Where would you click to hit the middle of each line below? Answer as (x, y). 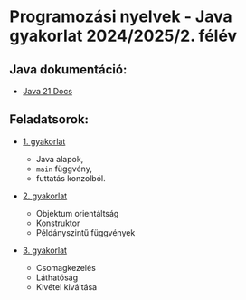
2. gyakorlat (45, 196)
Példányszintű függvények (85, 232)
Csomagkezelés (66, 267)
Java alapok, (60, 159)
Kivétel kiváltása (66, 286)
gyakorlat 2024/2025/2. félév (123, 36)
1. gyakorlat (44, 141)
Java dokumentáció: (68, 69)
